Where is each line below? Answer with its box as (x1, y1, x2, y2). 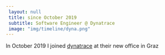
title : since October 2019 (8, 15, 77, 21)
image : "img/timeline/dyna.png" (8, 25, 91, 32)
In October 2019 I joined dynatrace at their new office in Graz (5, 42, 159, 50)
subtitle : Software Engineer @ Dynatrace (8, 20, 115, 26)
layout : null (8, 8, 42, 15)
